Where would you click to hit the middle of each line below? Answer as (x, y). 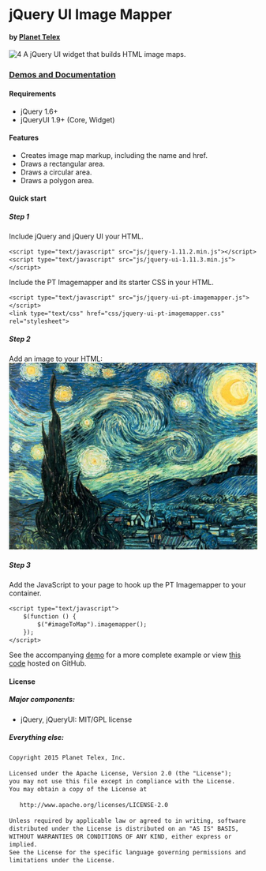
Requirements (33, 93)
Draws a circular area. (56, 172)
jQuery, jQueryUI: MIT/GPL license (76, 719)
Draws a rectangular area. (63, 163)
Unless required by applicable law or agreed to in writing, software (127, 820)
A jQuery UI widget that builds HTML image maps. (105, 54)
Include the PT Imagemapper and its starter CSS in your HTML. (111, 283)
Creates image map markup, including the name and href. (114, 155)
